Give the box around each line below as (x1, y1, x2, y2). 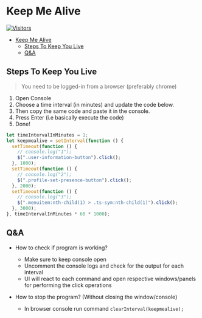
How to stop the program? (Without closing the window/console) (15, 293, 178, 300)
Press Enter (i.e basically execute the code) (15, 113, 124, 121)
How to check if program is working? (15, 244, 108, 251)
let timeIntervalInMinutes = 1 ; (6, 132, 88, 138)
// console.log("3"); (17, 194, 72, 200)
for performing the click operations (24, 281, 112, 289)
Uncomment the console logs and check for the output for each (24, 262, 184, 269)
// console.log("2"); (17, 171, 72, 177)
